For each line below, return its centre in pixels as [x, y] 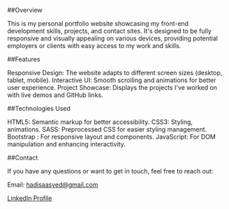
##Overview [25, 10]
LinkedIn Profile [30, 198]
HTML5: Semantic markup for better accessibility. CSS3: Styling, [100, 122]
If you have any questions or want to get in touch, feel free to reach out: [110, 171]
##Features [24, 59]
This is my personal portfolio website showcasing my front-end [98, 23]
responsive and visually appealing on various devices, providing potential [113, 38]
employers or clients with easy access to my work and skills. [94, 46]
